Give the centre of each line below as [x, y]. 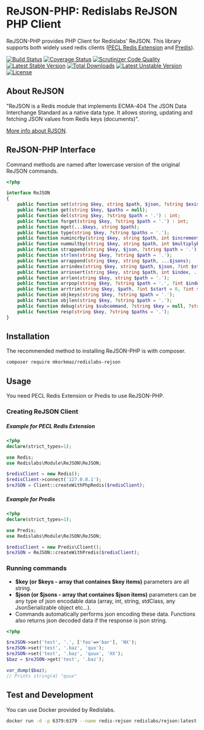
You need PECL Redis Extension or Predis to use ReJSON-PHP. [85, 396]
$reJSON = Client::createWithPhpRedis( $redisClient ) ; [76, 485]
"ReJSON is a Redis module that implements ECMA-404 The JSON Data [97, 106]
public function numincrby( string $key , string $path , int [93, 238]
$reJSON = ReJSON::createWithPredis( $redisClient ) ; [73, 553]
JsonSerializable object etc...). [53, 607]
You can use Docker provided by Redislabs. [61, 709]
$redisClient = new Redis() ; [43, 474]
